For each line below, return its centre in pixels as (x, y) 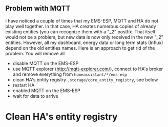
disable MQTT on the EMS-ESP (46, 63)
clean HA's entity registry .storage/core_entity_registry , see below (85, 79)
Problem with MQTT (38, 8)
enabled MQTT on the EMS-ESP (47, 90)
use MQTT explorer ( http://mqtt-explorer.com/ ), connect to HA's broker (88, 69)
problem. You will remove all (35, 53)
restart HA (24, 85)
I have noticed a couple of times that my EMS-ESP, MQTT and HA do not (82, 20)
